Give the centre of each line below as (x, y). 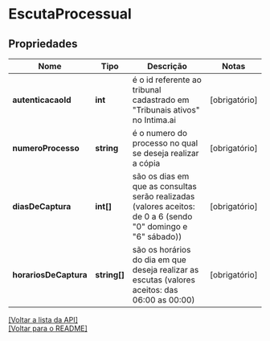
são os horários (162, 250)
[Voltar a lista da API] (43, 320)
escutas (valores (164, 280)
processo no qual (165, 143)
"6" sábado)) (157, 236)
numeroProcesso (46, 148)
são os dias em (161, 176)
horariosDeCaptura (50, 275)
